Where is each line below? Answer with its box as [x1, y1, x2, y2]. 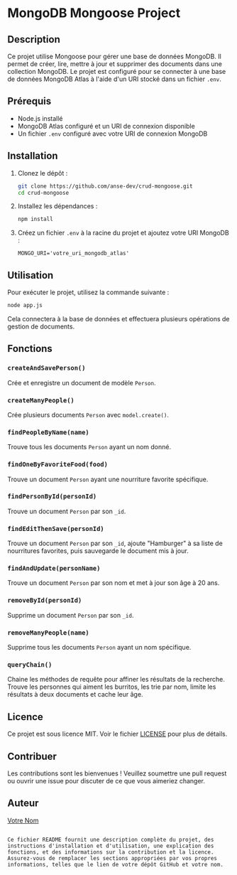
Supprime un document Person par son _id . [7, 611, 134, 619]
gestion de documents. [7, 322, 75, 331]
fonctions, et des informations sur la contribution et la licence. [7, 848, 214, 856]
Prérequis [7, 95, 52, 107]
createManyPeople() [7, 396, 75, 404]
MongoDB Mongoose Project [7, 5, 181, 21]
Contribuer [7, 750, 57, 762]
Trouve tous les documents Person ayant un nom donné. [7, 443, 172, 451]
